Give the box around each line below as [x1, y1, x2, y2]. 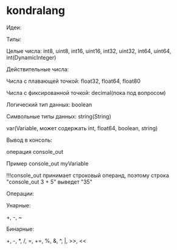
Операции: [6, 190, 35, 197]
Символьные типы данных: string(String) [6, 113, 111, 120]
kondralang [6, 4, 66, 18]
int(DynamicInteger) [6, 54, 57, 61]
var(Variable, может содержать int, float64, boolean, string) [6, 124, 158, 131]
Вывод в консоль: [6, 136, 53, 144]
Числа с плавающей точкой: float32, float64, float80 [6, 77, 141, 85]
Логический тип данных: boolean [6, 101, 92, 108]
